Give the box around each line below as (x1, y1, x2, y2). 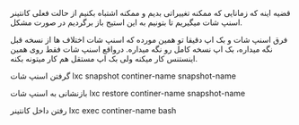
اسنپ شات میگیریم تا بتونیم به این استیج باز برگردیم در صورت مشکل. (10, 17, 243, 28)
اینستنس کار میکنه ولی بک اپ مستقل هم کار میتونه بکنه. (10, 54, 198, 63)
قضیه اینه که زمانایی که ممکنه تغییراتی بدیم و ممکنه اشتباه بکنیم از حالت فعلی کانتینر (10, 8, 291, 18)
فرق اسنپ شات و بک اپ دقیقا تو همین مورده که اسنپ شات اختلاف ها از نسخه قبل (10, 35, 288, 45)
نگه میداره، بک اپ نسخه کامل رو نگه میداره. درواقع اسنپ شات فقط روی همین (10, 44, 273, 54)
